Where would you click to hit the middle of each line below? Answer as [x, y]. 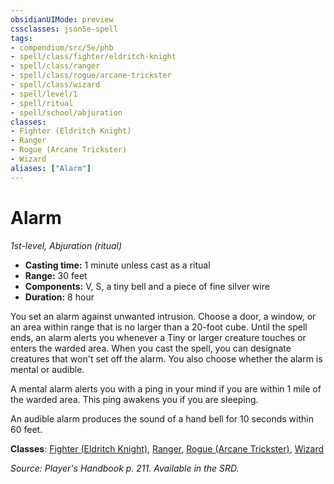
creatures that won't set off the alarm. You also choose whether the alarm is [166, 358]
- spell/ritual [42, 103]
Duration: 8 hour [59, 297]
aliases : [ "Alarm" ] [51, 168]
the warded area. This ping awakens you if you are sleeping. [134, 399]
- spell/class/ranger [55, 66]
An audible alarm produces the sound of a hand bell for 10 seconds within [162, 418]
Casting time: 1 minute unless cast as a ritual [117, 265]
